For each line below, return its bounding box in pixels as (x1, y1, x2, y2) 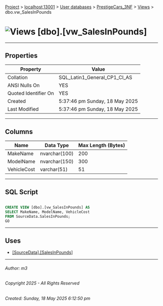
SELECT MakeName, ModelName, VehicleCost (5, 210, 90, 214)
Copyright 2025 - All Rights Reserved (5, 280, 80, 286)
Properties (5, 51, 38, 59)
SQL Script (5, 188, 38, 196)
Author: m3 (5, 265, 28, 271)
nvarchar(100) (40, 150, 74, 157)
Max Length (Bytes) (78, 142, 125, 149)
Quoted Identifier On (7, 90, 54, 97)
